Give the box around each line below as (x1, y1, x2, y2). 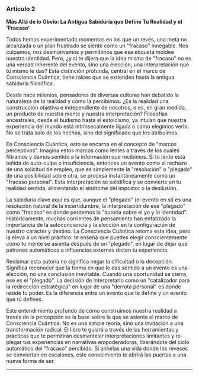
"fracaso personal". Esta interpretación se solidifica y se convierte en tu (6, 178, 182, 185)
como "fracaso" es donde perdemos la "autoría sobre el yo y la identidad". (6, 209, 188, 216)
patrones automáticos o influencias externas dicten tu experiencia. (6, 246, 169, 253)
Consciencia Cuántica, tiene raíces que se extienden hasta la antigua (6, 73, 175, 81)
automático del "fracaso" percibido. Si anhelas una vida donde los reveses (6, 345, 188, 352)
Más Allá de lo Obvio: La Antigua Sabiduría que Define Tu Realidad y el (6, 18, 182, 25)
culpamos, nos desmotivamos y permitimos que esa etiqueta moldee (6, 49, 175, 56)
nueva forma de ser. (6, 358, 55, 365)
